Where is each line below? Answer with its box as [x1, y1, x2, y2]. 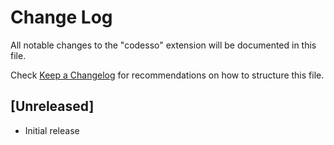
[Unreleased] [10, 98, 95, 115]
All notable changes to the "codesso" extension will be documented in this [10, 39, 317, 51]
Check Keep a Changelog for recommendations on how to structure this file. [10, 69, 325, 81]
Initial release [24, 124, 80, 136]
